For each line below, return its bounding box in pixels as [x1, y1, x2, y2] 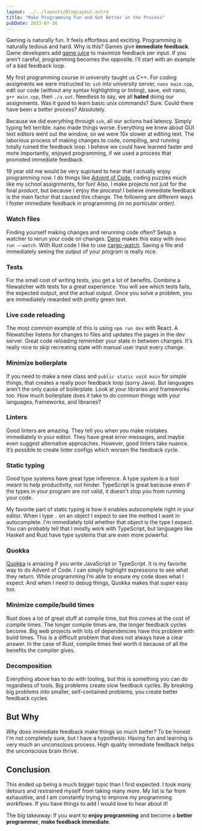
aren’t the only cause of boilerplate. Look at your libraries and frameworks [6, 385, 190, 393]
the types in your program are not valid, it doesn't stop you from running [6, 488, 185, 495]
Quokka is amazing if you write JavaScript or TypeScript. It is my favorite [6, 560, 187, 567]
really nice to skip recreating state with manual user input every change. [6, 344, 185, 351]
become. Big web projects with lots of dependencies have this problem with [6, 627, 194, 634]
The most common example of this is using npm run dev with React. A [6, 324, 179, 332]
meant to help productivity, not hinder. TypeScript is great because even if [6, 481, 191, 488]
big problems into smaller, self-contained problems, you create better [6, 688, 179, 695]
